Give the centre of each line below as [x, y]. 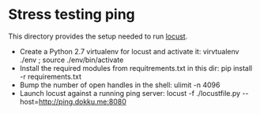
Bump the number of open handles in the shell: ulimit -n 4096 [120, 85]
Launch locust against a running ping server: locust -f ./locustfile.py [130, 93]
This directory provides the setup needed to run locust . [98, 36]
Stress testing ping [72, 15]
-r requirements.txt [50, 76]
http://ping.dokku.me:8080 [82, 101]
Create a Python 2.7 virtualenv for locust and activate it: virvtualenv [129, 51]
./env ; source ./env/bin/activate [72, 60]
